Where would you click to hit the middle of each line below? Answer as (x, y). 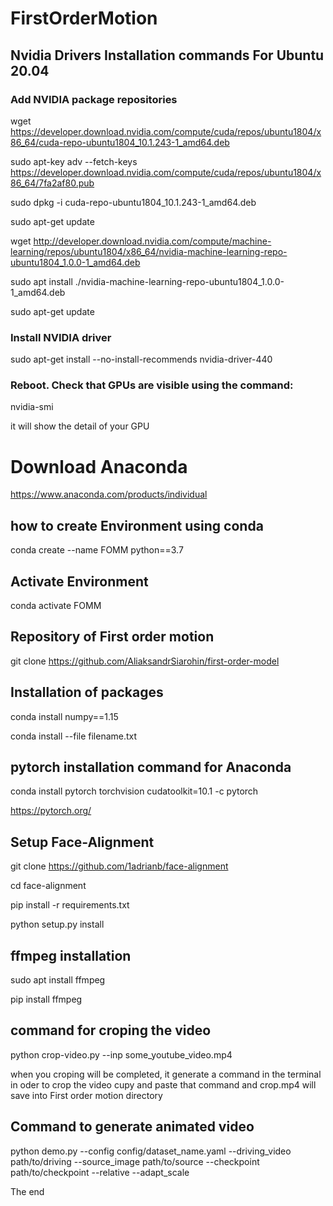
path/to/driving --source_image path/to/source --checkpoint (135, 1161)
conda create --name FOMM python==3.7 (97, 550)
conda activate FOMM (56, 606)
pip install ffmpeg (46, 999)
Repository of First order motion (112, 637)
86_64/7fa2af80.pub (52, 183)
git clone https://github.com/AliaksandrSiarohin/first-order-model (145, 661)
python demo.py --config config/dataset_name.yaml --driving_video (151, 1151)
